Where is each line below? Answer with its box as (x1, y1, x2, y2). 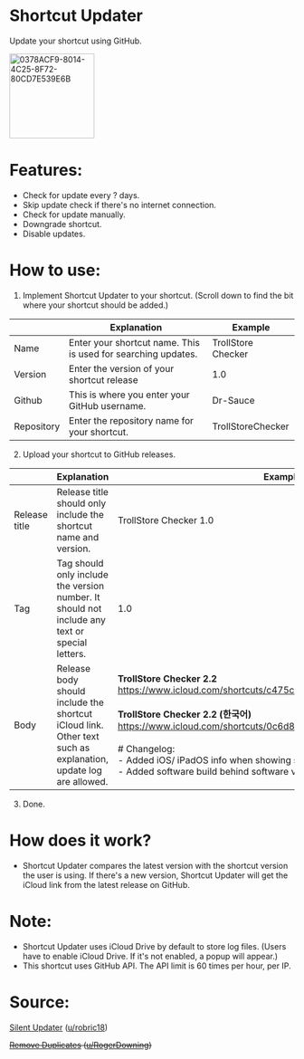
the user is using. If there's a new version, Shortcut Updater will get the (22, 870, 289, 881)
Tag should (56, 557, 104, 569)
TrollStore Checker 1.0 (117, 513, 214, 526)
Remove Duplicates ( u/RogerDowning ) (9, 1039, 152, 1050)
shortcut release (69, 373, 138, 386)
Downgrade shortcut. (22, 218, 102, 229)
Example (232, 320, 271, 333)
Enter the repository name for (69, 414, 195, 426)
